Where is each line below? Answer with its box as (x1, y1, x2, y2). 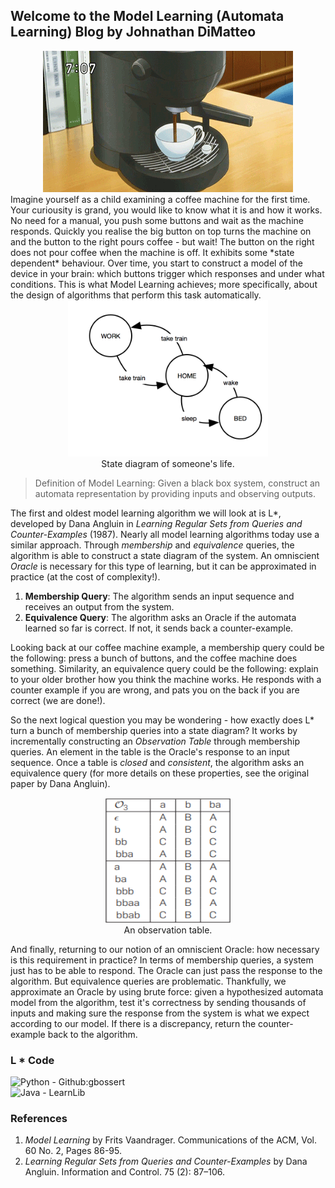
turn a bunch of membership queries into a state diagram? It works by (10, 724, 298, 736)
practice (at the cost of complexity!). (10, 570, 161, 583)
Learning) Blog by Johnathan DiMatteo (10, 24, 257, 41)
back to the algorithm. (47, 1028, 138, 1040)
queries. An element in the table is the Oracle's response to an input (10, 745, 290, 758)
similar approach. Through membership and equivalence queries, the (10, 539, 295, 551)
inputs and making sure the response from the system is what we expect (10, 1007, 310, 1019)
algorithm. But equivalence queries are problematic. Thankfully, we (10, 975, 287, 987)
